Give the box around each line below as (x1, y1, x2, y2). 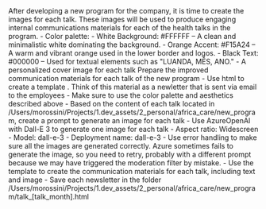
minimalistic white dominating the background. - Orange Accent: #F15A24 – (8, 40, 256, 49)
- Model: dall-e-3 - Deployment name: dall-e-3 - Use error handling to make (8, 133, 257, 142)
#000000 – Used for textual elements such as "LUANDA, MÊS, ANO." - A (8, 57, 246, 66)
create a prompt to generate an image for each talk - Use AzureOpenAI (18, 116, 251, 125)
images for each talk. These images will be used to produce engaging (8, 14, 237, 24)
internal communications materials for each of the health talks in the (8, 23, 231, 33)
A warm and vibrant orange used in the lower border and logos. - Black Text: (8, 48, 259, 57)
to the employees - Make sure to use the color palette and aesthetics (8, 91, 234, 100)
